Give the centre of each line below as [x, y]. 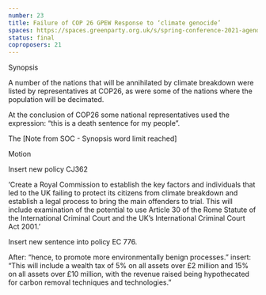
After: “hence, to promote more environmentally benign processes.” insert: [130, 257]
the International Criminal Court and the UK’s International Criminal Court [127, 218]
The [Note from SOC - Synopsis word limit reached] [93, 138]
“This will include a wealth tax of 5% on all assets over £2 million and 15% [129, 266]
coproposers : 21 [35, 45]
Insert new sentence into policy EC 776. [73, 242]
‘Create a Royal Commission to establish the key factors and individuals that [132, 185]
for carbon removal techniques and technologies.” [90, 282]
